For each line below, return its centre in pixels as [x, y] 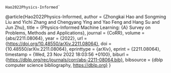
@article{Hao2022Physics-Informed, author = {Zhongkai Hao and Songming [86, 17]
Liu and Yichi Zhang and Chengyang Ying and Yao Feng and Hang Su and [82, 22]
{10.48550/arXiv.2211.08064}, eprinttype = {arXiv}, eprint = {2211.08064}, [83, 49]
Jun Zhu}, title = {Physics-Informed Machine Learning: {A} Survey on [78, 27]
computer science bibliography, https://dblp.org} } [58, 65]
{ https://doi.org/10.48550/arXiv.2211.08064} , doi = [58, 44]
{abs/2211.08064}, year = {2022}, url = [46, 38]
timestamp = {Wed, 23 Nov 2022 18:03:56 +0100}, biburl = [67, 54]
